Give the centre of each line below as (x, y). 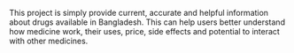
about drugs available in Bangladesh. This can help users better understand (147, 22)
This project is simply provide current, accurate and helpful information (139, 13)
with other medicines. (49, 41)
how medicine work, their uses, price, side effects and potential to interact (145, 31)
